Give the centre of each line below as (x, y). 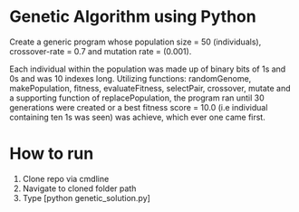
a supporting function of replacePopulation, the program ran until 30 (137, 98)
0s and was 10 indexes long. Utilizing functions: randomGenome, (130, 78)
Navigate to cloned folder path (79, 188)
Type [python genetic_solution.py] (87, 198)
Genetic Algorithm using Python (133, 17)
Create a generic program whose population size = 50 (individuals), (135, 42)
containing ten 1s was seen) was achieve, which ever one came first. (137, 117)
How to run (52, 154)
